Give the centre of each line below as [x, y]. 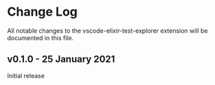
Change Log [42, 12]
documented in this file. [41, 37]
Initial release [26, 75]
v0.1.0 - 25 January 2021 [61, 60]
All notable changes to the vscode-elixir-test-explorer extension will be [107, 31]
